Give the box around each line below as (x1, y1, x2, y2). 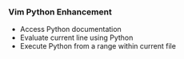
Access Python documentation (19, 25, 122, 34)
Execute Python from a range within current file (19, 41, 176, 51)
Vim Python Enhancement (8, 6, 112, 18)
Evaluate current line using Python (19, 33, 134, 42)
